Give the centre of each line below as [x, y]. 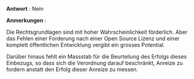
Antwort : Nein [25, 9]
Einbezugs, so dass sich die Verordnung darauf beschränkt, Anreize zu [95, 63]
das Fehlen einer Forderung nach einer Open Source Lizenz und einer [93, 38]
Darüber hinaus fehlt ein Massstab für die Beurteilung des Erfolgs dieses [97, 56]
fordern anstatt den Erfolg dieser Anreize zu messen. [72, 69]
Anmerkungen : [26, 20]
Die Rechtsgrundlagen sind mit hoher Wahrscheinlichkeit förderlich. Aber [97, 32]
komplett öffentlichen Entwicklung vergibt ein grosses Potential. [86, 45]
